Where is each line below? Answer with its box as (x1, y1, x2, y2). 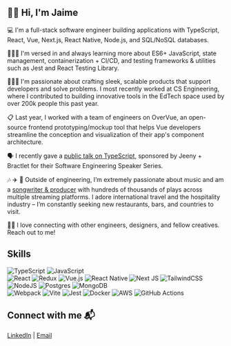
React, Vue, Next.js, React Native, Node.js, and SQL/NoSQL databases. (7, 35, 209, 44)
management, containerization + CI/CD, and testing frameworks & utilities (7, 56, 216, 64)
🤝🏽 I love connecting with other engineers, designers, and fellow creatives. (7, 221, 220, 229)
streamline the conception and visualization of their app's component (7, 130, 205, 138)
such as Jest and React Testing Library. (7, 64, 119, 72)
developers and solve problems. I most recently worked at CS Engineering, (7, 84, 220, 93)
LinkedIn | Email (7, 331, 52, 340)
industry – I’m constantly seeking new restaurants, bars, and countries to (7, 200, 214, 208)
